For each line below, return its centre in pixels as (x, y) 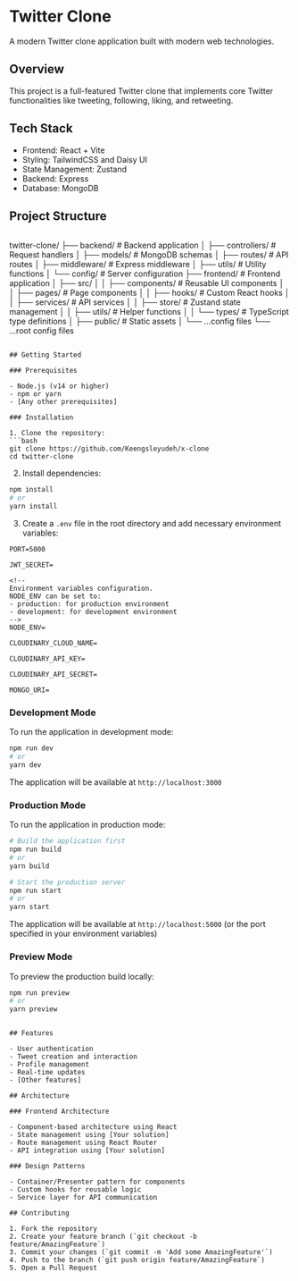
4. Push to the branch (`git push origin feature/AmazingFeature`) (137, 1260)
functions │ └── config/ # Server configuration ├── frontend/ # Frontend (145, 274)
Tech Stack (41, 128)
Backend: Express (55, 178)
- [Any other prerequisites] (63, 402)
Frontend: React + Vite (63, 150)
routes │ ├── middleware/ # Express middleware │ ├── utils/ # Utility (138, 265)
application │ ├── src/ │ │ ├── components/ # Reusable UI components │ (147, 283)
